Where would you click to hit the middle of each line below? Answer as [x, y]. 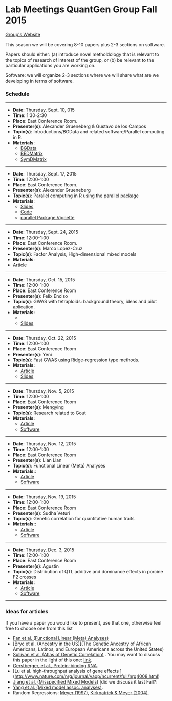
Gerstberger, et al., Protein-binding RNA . [55, 665]
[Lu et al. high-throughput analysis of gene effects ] [67, 671]
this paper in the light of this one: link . [52, 660]
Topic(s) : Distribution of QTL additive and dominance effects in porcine [88, 572]
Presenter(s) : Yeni [32, 355]
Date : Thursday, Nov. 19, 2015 [44, 497]
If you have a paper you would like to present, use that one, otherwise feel [83, 622]
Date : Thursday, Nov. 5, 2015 [43, 391]
